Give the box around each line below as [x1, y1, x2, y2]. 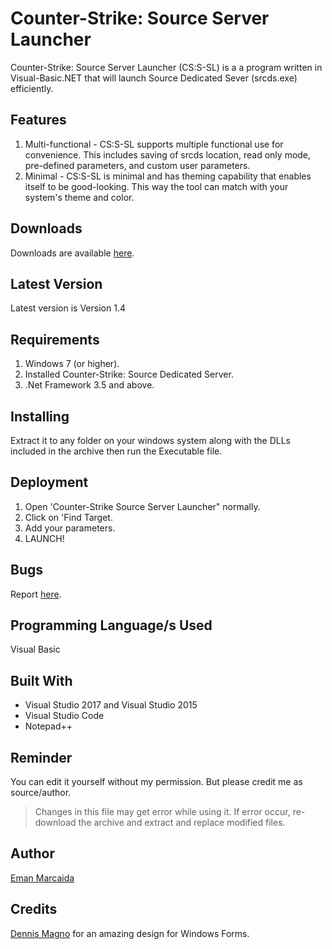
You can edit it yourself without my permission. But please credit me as [10, 776, 303, 788]
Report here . [10, 588, 62, 600]
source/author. [10, 787, 72, 799]
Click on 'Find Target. [24, 511, 113, 523]
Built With [10, 672, 73, 689]
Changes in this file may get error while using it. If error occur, [34, 806, 291, 818]
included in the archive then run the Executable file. [10, 445, 223, 457]
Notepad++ [24, 720, 73, 732]
